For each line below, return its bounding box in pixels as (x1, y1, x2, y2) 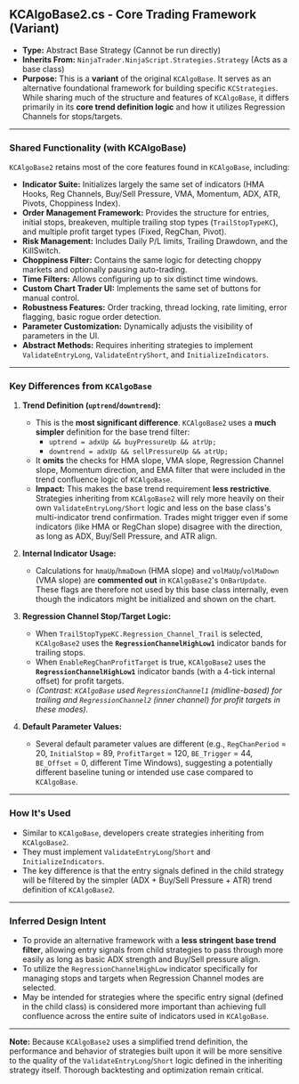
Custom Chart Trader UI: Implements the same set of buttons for (21, 283, 262, 294)
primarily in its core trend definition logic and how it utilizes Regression (21, 102, 286, 112)
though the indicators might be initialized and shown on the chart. (35, 594, 277, 605)
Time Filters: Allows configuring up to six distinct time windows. (21, 273, 259, 284)
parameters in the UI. (21, 330, 100, 341)
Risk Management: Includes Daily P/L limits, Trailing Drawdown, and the (21, 236, 288, 247)
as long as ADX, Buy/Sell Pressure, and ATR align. (35, 531, 218, 542)
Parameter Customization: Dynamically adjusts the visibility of (21, 321, 254, 332)
